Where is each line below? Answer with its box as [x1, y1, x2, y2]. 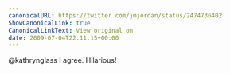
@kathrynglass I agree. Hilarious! [8, 56, 117, 65]
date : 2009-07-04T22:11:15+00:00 [8, 33, 119, 42]
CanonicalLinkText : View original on [8, 26, 134, 34]
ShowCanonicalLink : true [8, 19, 91, 27]
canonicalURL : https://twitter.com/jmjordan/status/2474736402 [8, 11, 223, 20]
